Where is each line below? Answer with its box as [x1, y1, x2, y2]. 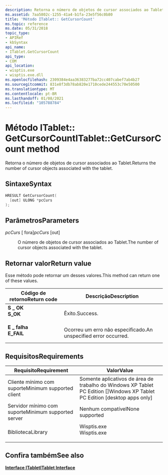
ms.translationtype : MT [5, 86, 55, 92]
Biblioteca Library [7, 428, 48, 435]
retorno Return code [9, 296, 57, 303]
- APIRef [5, 36, 23, 41]
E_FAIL [7, 330, 24, 337]
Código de [20, 290, 46, 297]
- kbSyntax [5, 40, 28, 45]
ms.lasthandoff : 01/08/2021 [5, 96, 64, 101]
